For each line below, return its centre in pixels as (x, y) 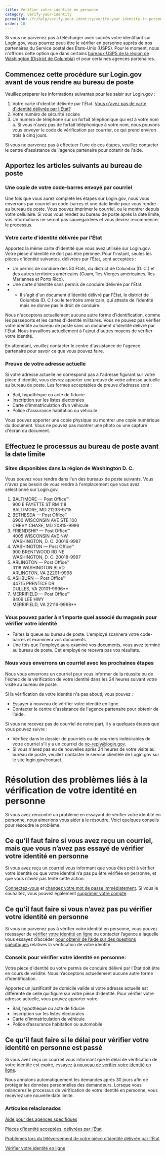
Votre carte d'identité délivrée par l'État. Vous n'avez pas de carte (79, 104)
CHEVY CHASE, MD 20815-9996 (46, 526)
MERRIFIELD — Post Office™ (41, 594)
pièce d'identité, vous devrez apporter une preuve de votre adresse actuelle (83, 380)
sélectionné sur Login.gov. (32, 489)
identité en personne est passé (54, 1048)
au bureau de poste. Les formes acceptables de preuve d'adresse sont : (79, 385)
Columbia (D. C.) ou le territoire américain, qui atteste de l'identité (86, 300)
